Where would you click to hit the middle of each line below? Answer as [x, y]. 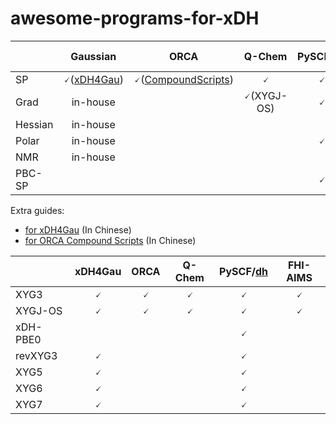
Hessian [34, 124]
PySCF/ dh [244, 271]
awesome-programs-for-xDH [135, 18]
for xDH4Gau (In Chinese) [78, 229]
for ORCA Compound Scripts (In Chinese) [110, 240]
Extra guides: [37, 210]
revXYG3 [36, 355]
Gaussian [93, 56]
